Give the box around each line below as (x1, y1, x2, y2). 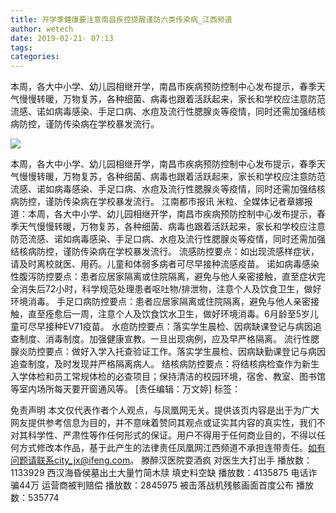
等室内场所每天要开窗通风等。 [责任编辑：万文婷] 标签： (10, 383, 242, 395)
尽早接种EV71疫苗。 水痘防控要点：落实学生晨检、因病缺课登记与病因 (27, 321, 313, 333)
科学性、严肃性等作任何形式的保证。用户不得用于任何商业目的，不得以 (27, 429, 317, 441)
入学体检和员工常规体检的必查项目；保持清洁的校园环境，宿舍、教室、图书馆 (10, 371, 326, 383)
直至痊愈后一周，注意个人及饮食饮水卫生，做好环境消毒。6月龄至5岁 (27, 308, 310, 320)
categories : (10, 52, 60, 62)
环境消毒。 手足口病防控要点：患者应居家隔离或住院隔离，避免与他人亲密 (10, 296, 311, 308)
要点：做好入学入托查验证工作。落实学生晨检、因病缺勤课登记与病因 (44, 346, 326, 358)
